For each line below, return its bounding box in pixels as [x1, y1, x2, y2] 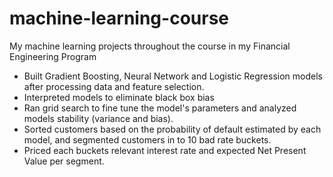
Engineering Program [9, 50, 97, 62]
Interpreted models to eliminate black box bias [23, 91, 215, 103]
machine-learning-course [9, 7, 229, 30]
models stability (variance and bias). [23, 112, 174, 124]
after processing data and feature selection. [23, 80, 205, 92]
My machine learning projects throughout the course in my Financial [9, 40, 291, 52]
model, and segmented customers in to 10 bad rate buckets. [23, 133, 272, 146]
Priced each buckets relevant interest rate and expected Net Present [23, 144, 307, 156]
